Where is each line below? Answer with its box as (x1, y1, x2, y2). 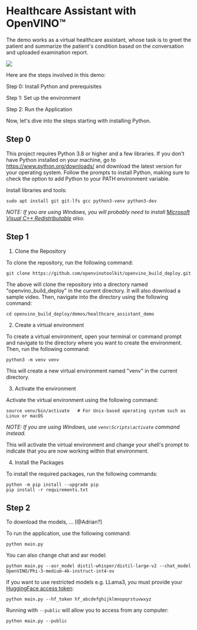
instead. (6, 430, 26, 437)
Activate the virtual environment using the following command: (6, 396, 159, 403)
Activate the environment (14, 385, 77, 392)
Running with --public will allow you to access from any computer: (6, 607, 169, 614)
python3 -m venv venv (6, 356, 60, 363)
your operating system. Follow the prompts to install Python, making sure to (6, 168, 190, 176)
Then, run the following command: (6, 345, 90, 352)
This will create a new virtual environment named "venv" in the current (6, 367, 178, 374)
